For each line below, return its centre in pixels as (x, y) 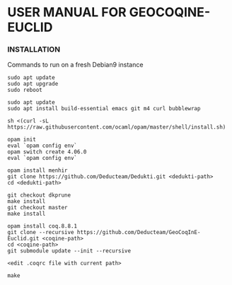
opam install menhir (38, 170)
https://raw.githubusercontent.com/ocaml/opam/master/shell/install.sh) (117, 127)
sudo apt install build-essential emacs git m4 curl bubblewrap (104, 109)
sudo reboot (25, 90)
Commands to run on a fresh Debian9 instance (75, 65)
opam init (22, 140)
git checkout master (38, 208)
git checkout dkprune (39, 195)
